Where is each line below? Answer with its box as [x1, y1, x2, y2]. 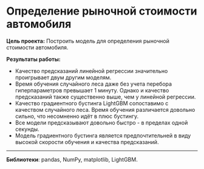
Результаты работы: [6, 55, 61, 63]
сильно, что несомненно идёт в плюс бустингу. [15, 112, 138, 120]
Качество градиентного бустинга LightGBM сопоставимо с [15, 99, 169, 107]
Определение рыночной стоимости [6, 4, 197, 18]
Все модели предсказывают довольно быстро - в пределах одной [15, 119, 188, 126]
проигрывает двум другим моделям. [15, 74, 112, 81]
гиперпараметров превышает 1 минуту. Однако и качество [15, 86, 169, 94]
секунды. [15, 125, 39, 133]
